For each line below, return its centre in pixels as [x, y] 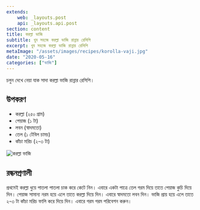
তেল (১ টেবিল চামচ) [33, 135]
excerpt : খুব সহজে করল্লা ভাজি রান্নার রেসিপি [47, 46]
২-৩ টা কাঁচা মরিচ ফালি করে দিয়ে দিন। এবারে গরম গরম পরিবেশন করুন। [69, 202]
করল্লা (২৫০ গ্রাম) [30, 114]
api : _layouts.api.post [47, 23]
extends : [17, 12]
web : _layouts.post [42, 18]
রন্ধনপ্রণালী [19, 173]
